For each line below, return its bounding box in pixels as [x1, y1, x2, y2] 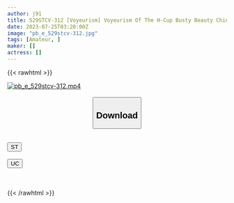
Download [96, 110, 138, 121]
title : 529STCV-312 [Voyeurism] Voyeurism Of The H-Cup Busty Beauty [7, 17, 214, 24]
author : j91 [7, 10, 42, 17]
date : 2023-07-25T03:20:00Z [7, 23, 89, 30]
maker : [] [7, 43, 36, 50]
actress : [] [7, 50, 42, 57]
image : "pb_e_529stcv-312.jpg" [7, 29, 98, 37]
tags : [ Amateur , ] [7, 36, 61, 43]
